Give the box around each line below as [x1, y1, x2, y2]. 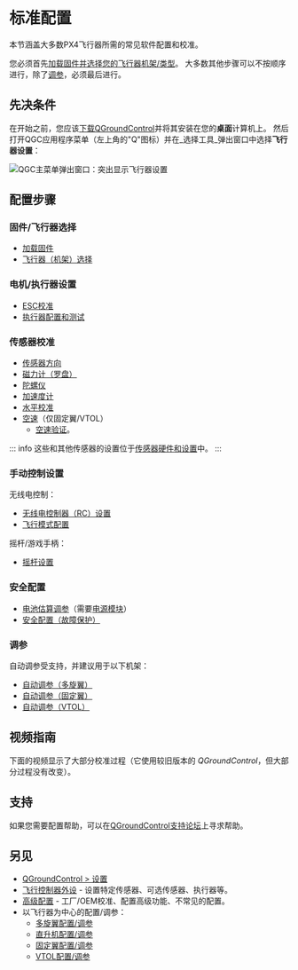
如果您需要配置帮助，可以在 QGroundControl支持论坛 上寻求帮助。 [9, 820, 248, 831]
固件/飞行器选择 [9, 221, 77, 233]
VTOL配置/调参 [35, 951, 90, 962]
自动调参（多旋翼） [21, 679, 93, 690]
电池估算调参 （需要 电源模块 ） [21, 603, 131, 613]
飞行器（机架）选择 [21, 254, 93, 264]
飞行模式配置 [21, 519, 69, 530]
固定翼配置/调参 [35, 940, 93, 950]
